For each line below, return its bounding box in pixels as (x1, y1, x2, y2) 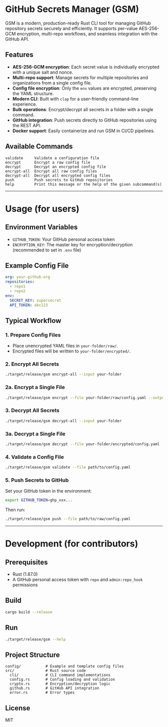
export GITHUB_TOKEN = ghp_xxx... (5, 498, 72, 503)
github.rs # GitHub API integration (9, 686, 99, 691)
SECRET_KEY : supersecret (9, 298, 61, 303)
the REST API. (12, 122, 41, 128)
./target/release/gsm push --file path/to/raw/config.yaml (5, 517, 131, 522)
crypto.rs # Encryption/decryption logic (9, 681, 111, 686)
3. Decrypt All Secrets (5, 407, 60, 414)
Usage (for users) (5, 203, 80, 214)
